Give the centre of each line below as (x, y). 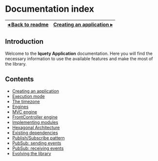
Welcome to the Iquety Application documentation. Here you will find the (79, 53)
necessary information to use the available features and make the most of (79, 58)
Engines (20, 107)
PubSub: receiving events (38, 148)
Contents (20, 79)
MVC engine (25, 112)
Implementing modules (35, 122)
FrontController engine (35, 117)
